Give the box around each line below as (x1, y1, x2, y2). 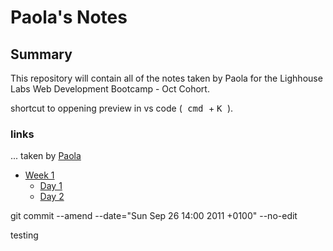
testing (10, 229, 39, 241)
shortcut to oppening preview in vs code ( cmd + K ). (10, 102, 234, 114)
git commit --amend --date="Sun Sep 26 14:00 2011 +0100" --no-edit (10, 210, 298, 222)
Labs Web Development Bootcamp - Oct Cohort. (10, 83, 210, 95)
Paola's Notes (10, 6, 128, 29)
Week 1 (24, 169, 55, 181)
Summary (10, 46, 73, 63)
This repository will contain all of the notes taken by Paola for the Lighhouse (10, 72, 323, 84)
